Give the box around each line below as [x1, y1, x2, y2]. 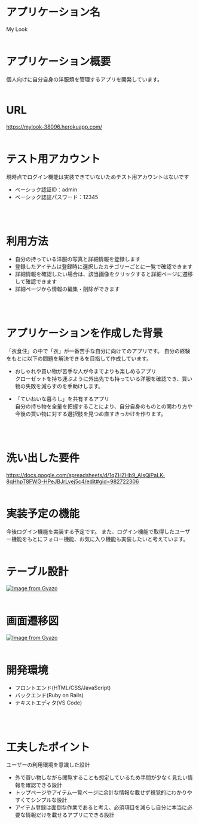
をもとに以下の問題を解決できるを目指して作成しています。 [6, 355, 152, 362]
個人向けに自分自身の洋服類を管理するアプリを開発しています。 [6, 75, 163, 83]
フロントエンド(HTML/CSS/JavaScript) [14, 684, 111, 691]
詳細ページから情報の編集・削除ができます [14, 285, 120, 292]
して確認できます [14, 277, 57, 285]
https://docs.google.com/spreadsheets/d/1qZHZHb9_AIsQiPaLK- [6, 471, 166, 478]
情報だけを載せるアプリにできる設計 [25, 811, 115, 819]
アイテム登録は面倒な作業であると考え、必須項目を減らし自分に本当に [14, 804, 188, 811]
